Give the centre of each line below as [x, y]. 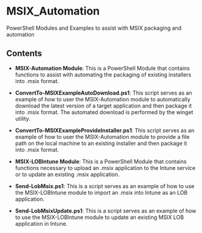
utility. [22, 118]
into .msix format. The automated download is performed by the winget [104, 112]
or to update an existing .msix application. [67, 174]
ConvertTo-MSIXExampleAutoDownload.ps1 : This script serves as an [103, 93]
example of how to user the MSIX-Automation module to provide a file [102, 137]
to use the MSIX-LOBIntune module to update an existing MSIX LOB [99, 217]
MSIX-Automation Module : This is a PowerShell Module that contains [102, 68]
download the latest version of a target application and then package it [103, 106]
